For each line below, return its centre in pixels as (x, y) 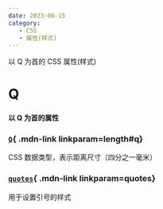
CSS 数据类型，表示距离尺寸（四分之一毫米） (83, 157)
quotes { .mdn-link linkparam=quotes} (82, 179)
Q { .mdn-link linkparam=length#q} (76, 139)
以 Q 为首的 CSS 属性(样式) (52, 61)
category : (25, 23)
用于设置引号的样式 (40, 197)
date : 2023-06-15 (37, 16)
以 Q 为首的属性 (34, 118)
